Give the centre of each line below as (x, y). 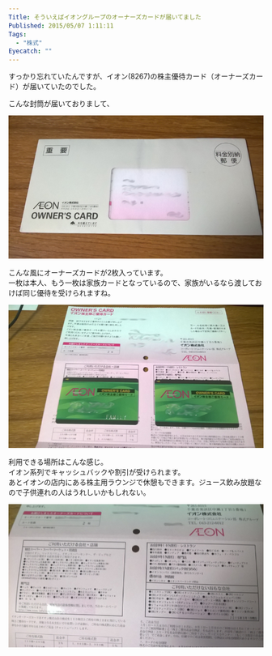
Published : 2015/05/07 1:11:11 (61, 26)
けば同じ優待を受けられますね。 (62, 292)
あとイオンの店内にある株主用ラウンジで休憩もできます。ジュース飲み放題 (132, 482)
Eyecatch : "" (30, 51)
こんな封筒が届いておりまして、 (62, 104)
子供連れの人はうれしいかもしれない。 (86, 492)
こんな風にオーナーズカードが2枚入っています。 (88, 272)
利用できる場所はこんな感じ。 (58, 462)
